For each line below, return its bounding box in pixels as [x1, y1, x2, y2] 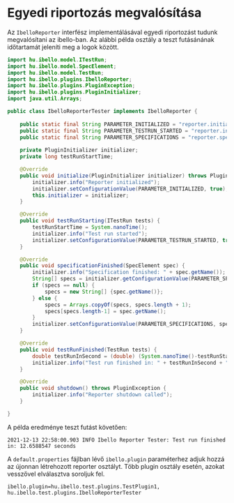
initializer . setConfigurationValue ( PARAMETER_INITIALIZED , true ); [32, 185, 229, 193]
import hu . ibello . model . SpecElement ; [7, 63, 117, 70]
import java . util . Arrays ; [7, 96, 82, 103]
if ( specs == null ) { [32, 282, 95, 289]
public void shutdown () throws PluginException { [19, 385, 167, 392]
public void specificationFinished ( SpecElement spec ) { [19, 262, 186, 269]
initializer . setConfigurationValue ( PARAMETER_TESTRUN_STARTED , [32, 237, 219, 243]
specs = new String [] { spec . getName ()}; [44, 288, 164, 295]
